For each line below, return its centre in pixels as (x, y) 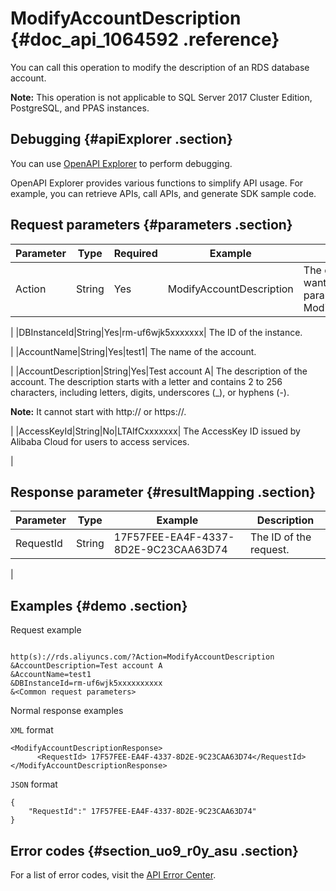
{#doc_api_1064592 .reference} (145, 39)
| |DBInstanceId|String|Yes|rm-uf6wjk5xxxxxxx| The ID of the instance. (156, 332)
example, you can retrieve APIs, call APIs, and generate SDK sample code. (163, 193)
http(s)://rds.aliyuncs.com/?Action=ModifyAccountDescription (142, 657)
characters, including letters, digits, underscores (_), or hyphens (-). (150, 392)
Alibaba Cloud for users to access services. (100, 441)
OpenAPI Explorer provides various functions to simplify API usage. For (157, 183)
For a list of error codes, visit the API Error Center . (113, 875)
